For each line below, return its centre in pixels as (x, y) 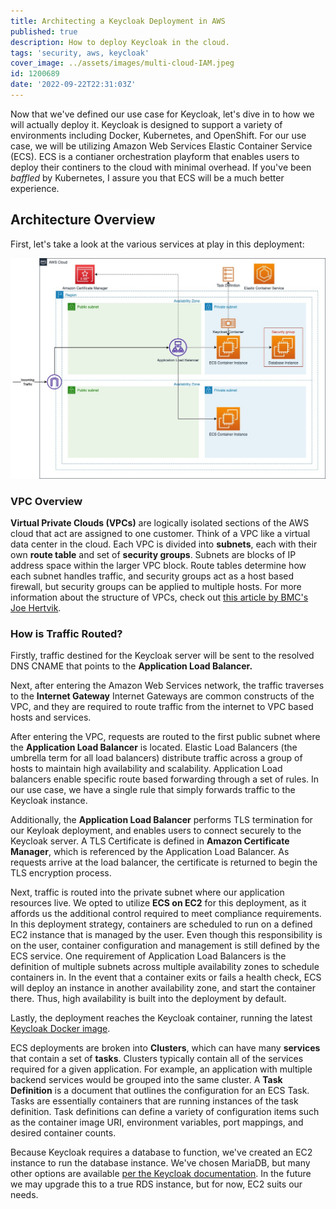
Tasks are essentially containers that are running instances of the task (154, 1101)
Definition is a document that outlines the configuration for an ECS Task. (160, 1091)
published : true (44, 31)
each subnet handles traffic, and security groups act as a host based (152, 576)
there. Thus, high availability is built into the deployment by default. (148, 999)
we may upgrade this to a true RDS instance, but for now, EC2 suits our (156, 1184)
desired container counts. (63, 1133)
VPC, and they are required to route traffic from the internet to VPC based (162, 707)
